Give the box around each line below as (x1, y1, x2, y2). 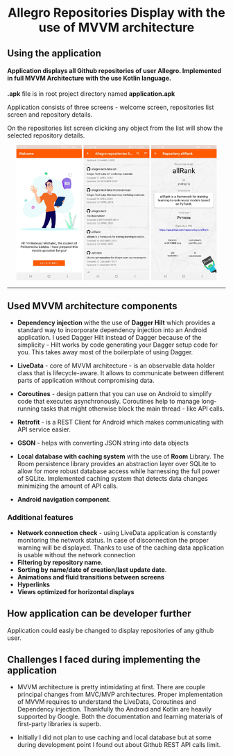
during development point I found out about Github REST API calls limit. (17, 741, 221, 749)
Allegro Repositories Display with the (8, 5, 225, 21)
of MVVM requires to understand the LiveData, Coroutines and (17, 698, 196, 706)
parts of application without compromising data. (17, 377, 155, 385)
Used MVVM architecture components (7, 300, 178, 312)
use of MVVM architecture (38, 19, 195, 35)
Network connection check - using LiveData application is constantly (17, 528, 217, 536)
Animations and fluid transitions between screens (17, 573, 165, 581)
